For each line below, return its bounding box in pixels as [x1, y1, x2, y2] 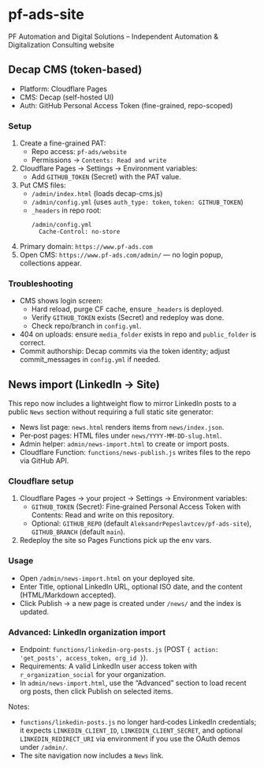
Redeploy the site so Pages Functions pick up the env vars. [19, 536, 212, 545]
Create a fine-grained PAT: [19, 138, 106, 148]
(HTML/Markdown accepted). [19, 590, 117, 600]
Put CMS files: [19, 180, 66, 190]
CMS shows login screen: [19, 296, 103, 306]
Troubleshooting [8, 278, 73, 289]
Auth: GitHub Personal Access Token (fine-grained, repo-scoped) [19, 100, 233, 110]
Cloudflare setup [8, 476, 74, 487]
